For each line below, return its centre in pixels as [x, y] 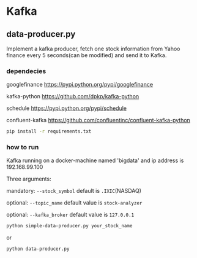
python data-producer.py [38, 249]
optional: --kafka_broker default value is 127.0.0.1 [70, 215]
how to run [23, 147]
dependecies [26, 71]
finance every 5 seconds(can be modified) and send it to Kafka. [87, 55]
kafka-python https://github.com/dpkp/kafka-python [73, 96]
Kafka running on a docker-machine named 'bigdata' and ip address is [95, 160]
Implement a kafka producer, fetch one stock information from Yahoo [93, 49]
